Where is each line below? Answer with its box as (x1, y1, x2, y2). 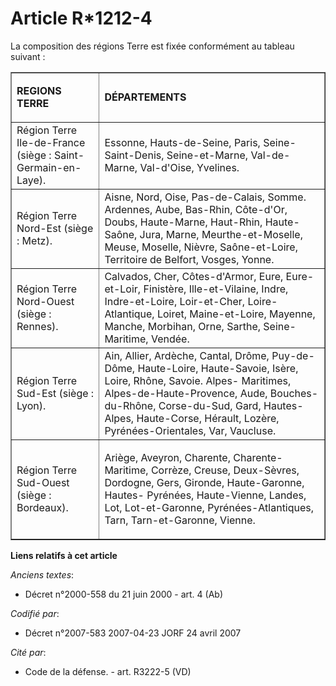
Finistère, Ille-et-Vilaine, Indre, (143, 282, 289, 296)
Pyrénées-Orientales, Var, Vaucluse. (104, 423, 277, 437)
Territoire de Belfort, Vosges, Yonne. (104, 252, 275, 266)
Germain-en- (16, 160, 82, 174)
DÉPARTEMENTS (104, 90, 187, 104)
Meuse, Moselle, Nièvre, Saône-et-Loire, (104, 240, 298, 254)
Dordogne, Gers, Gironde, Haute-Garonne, (104, 475, 305, 489)
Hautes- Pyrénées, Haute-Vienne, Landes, (104, 488, 307, 502)
